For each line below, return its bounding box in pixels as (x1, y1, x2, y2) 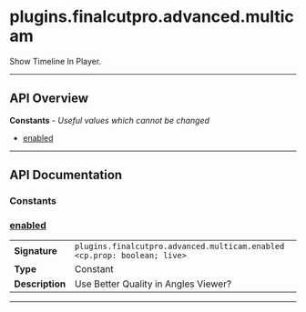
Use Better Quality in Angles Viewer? (74, 277, 232, 290)
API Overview (9, 91, 89, 106)
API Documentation (9, 167, 123, 183)
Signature (14, 245, 57, 257)
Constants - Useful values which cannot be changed (9, 115, 210, 126)
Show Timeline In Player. (9, 55, 102, 66)
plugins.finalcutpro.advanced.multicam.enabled (74, 241, 285, 252)
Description (14, 277, 66, 290)
